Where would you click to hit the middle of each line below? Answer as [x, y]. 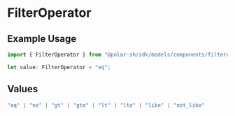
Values [23, 89]
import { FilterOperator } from [54, 55]
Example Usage [42, 39]
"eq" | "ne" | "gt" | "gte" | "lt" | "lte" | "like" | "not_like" [106, 105]
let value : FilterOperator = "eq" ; [59, 67]
